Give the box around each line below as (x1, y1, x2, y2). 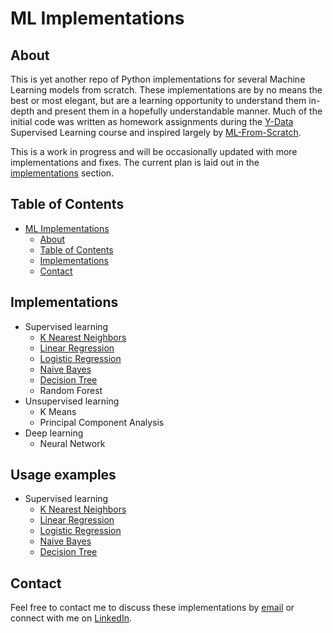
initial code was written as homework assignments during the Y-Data (10, 116, 294, 127)
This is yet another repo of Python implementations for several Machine (10, 73, 306, 85)
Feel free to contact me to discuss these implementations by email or (10, 602, 295, 614)
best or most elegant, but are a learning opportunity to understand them (10, 95, 307, 106)
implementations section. (10, 167, 115, 179)
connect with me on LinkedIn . (10, 612, 132, 624)
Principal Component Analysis (39, 416, 165, 428)
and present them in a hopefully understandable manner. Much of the (36, 105, 323, 117)
